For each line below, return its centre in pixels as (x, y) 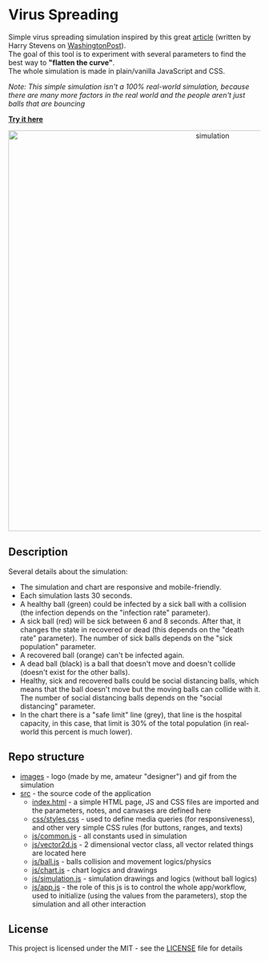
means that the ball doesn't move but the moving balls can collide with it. (140, 689)
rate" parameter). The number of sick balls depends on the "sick (126, 638)
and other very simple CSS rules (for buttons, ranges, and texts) (137, 827)
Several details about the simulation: (68, 571)
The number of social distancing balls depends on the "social (121, 697)
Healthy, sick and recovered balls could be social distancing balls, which (139, 680)
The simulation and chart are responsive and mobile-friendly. (120, 587)
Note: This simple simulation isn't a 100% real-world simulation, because (129, 87)
